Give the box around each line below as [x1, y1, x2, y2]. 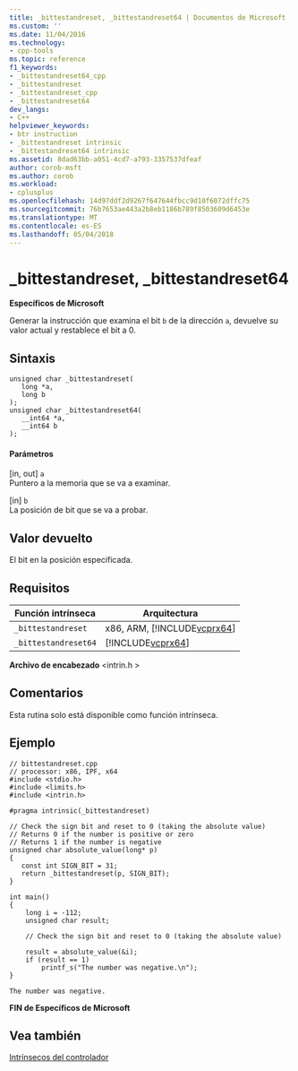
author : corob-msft [9, 163, 82, 172]
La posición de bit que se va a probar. [9, 505, 149, 515]
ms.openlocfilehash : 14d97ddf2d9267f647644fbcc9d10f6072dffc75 [9, 196, 251, 206]
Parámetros [9, 448, 54, 459]
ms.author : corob [9, 171, 74, 180]
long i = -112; [25, 908, 82, 917]
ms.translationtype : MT [9, 212, 98, 222]
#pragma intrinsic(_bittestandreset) [9, 806, 150, 816]
